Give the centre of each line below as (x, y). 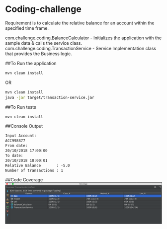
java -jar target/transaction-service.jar (50, 97)
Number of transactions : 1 (34, 171)
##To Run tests (21, 107)
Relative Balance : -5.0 (38, 166)
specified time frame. (27, 28)
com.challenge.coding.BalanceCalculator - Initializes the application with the (83, 38)
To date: (14, 156)
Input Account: (21, 136)
